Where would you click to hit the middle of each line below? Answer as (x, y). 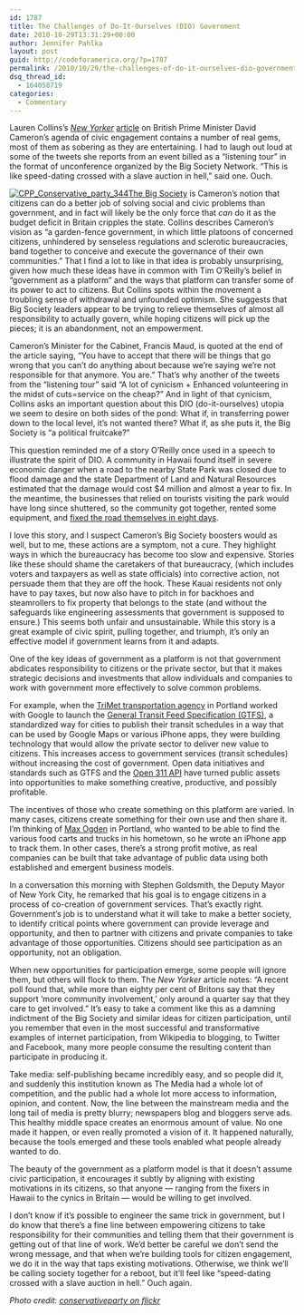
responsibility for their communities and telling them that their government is (152, 1235)
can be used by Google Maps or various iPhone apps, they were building (145, 735)
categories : (32, 93)
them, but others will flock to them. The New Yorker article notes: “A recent (149, 979)
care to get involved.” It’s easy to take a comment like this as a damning (142, 1008)
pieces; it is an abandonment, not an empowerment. (106, 328)
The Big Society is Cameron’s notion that (204, 194)
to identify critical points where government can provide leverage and (139, 924)
